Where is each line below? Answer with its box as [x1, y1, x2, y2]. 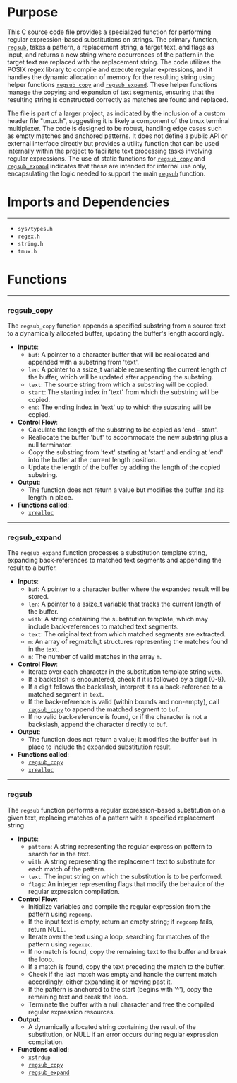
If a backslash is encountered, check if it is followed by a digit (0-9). [28, 675, 226, 684]
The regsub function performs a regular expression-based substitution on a [7, 806, 226, 814]
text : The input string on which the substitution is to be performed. [28, 872, 224, 881]
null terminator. [28, 440, 73, 449]
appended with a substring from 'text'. [28, 358, 140, 367]
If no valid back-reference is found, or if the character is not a [28, 713, 207, 721]
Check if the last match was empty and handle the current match [28, 970, 217, 978]
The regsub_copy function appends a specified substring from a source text [7, 321, 226, 330]
